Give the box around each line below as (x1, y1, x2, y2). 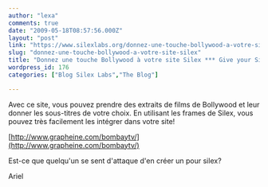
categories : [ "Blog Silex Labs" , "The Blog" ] (8, 71, 159, 79)
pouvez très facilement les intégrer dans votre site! (8, 116, 175, 126)
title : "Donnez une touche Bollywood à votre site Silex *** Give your (8, 56, 251, 64)
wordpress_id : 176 (8, 64, 69, 72)
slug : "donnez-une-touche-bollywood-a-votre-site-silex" (8, 49, 202, 56)
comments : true (8, 19, 59, 27)
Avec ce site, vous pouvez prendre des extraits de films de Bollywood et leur (8, 99, 260, 109)
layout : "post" (8, 33, 59, 42)
